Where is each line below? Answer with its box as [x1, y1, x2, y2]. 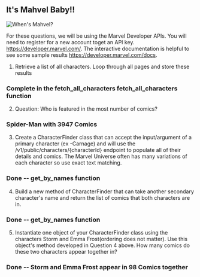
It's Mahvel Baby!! [6, 5, 75, 15]
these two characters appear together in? [14, 248, 118, 255]
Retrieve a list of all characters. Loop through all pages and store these [14, 63, 190, 70]
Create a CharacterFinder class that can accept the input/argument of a [14, 134, 192, 141]
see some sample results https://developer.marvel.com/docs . [6, 51, 157, 59]
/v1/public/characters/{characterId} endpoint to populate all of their [14, 147, 181, 154]
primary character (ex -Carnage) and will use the [14, 140, 136, 147]
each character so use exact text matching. [14, 159, 122, 166]
